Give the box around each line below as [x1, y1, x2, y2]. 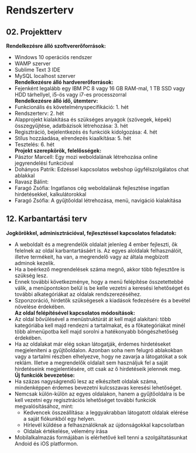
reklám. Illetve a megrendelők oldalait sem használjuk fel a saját [14, 359, 169, 366]
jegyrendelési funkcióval [14, 159, 74, 166]
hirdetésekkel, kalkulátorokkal [14, 191, 87, 197]
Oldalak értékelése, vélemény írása [23, 427, 108, 434]
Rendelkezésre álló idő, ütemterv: [14, 97, 98, 104]
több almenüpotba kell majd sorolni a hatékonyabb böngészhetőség [14, 328, 178, 335]
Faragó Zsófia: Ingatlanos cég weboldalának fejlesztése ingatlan [14, 185, 170, 191]
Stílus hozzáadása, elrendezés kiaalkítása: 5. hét [14, 135, 132, 141]
